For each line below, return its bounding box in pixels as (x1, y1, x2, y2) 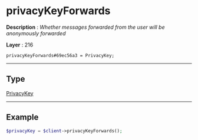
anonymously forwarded (6, 29, 66, 36)
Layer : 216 (6, 41, 34, 48)
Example (6, 112, 39, 122)
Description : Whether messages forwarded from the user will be (6, 24, 165, 31)
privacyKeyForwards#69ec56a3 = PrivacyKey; (6, 52, 115, 58)
